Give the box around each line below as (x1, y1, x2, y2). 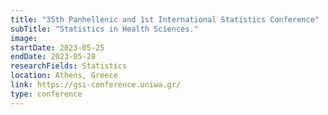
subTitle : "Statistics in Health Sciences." (10, 24, 199, 34)
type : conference (10, 89, 83, 99)
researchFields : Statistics (10, 61, 128, 71)
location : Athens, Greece (10, 71, 118, 81)
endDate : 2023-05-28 (10, 52, 97, 62)
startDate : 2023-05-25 (10, 42, 105, 53)
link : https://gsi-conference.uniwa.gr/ (10, 80, 182, 90)
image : (10, 33, 38, 43)
